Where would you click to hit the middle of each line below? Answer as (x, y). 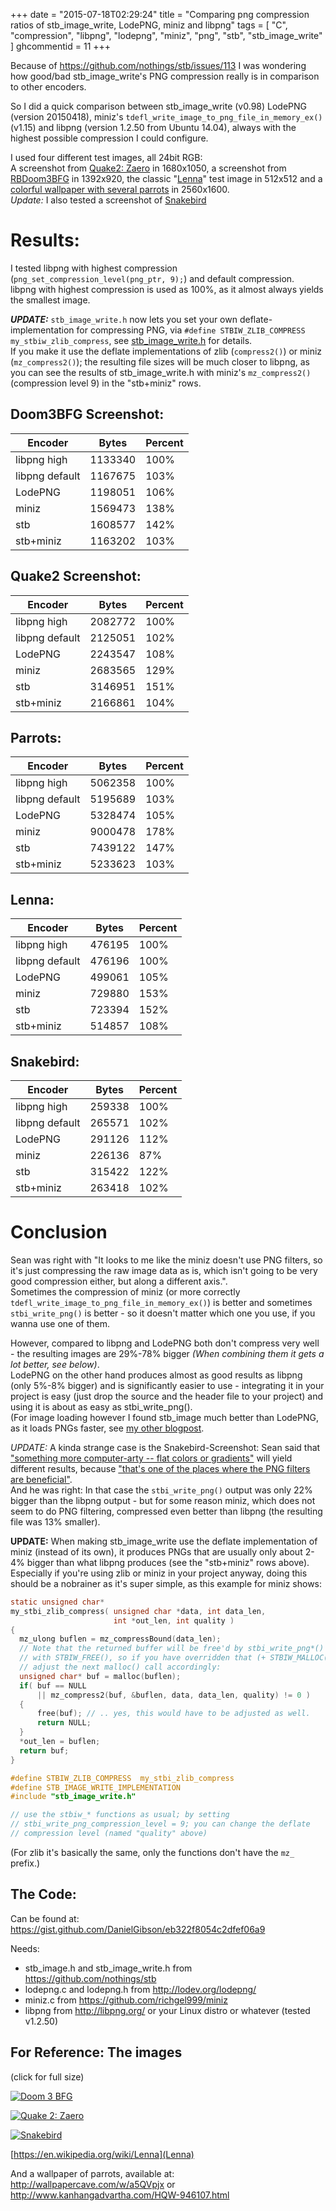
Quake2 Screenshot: (76, 576)
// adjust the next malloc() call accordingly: (120, 1667)
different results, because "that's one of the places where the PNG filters (160, 1468)
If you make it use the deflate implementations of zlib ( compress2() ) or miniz (166, 351)
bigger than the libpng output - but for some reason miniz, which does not (163, 1500)
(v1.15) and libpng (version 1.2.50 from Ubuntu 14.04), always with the (153, 127)
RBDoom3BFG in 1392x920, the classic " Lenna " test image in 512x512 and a (166, 178)
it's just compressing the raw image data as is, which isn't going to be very (164, 1270)
